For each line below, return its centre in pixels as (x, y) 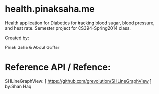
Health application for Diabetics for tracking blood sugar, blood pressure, (80, 23)
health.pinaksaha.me (50, 9)
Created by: (17, 38)
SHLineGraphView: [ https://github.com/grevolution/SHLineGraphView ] (78, 81)
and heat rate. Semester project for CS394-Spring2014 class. (68, 28)
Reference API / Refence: (58, 67)
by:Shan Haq (18, 86)
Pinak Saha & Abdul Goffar (32, 47)
